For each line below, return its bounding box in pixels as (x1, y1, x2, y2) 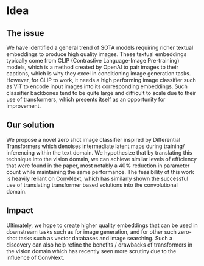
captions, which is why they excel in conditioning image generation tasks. (6, 70, 191, 77)
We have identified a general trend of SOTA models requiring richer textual (6, 44, 194, 51)
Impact (6, 205, 33, 216)
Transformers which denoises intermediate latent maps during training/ (6, 142, 185, 150)
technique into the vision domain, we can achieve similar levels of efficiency (6, 155, 197, 163)
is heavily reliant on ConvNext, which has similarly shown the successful (6, 175, 189, 182)
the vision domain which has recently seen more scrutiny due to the (6, 247, 177, 254)
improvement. (6, 102, 41, 110)
